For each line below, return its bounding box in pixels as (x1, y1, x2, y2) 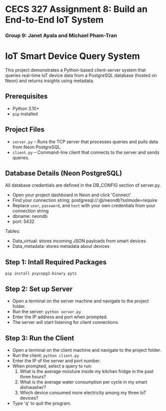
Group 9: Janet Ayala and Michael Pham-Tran (5, 32, 117, 39)
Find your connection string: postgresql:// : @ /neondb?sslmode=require (12, 197, 158, 203)
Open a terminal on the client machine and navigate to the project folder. (12, 347, 162, 353)
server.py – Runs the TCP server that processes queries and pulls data (12, 139, 159, 145)
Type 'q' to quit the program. (12, 400, 71, 406)
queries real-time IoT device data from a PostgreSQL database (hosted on (5, 73, 157, 79)
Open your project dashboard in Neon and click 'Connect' (12, 192, 131, 198)
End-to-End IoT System (5, 14, 104, 26)
